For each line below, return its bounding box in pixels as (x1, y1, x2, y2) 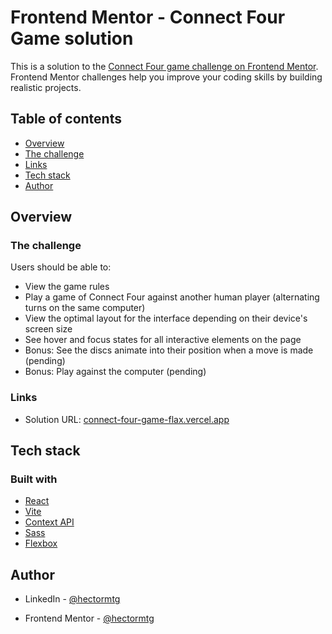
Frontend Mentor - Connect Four (10, 6, 286, 29)
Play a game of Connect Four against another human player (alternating (24, 291, 320, 303)
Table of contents (10, 111, 122, 128)
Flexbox (24, 537, 58, 550)
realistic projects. (10, 81, 82, 93)
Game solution (10, 27, 134, 50)
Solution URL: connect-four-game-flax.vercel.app (24, 413, 230, 425)
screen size (24, 323, 73, 335)
